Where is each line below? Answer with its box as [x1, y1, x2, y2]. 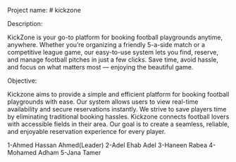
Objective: [7, 76, 37, 85]
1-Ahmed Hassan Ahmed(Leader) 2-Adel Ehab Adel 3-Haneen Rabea [7, 141, 208, 149]
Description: [7, 20, 43, 27]
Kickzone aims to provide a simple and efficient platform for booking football [7, 90, 230, 98]
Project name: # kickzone [7, 6, 81, 14]
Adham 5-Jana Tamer [38, 149, 101, 156]
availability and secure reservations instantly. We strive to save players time [7, 105, 227, 113]
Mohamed [7, 149, 37, 156]
